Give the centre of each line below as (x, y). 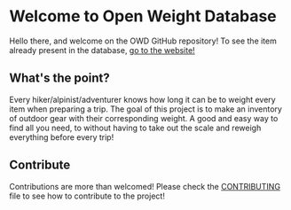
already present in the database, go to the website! (102, 50)
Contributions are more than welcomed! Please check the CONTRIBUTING (145, 186)
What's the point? (60, 78)
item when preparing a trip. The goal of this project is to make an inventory (145, 109)
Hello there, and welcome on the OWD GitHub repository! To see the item (143, 41)
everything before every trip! (62, 137)
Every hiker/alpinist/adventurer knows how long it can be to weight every (143, 99)
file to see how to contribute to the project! (87, 196)
